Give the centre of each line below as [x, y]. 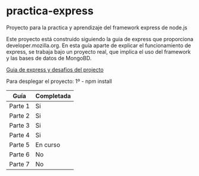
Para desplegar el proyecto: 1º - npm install [59, 81]
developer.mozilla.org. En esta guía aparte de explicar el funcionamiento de [99, 45]
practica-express [50, 11]
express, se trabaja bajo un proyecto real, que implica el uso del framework [99, 51]
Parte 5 [19, 144]
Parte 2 [19, 116]
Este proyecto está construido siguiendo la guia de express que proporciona [100, 39]
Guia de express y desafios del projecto [55, 69]
